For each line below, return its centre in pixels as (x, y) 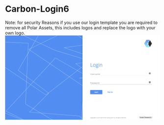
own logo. (15, 33)
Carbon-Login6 (37, 9)
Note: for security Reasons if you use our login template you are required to (82, 22)
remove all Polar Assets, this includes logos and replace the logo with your (80, 27)
